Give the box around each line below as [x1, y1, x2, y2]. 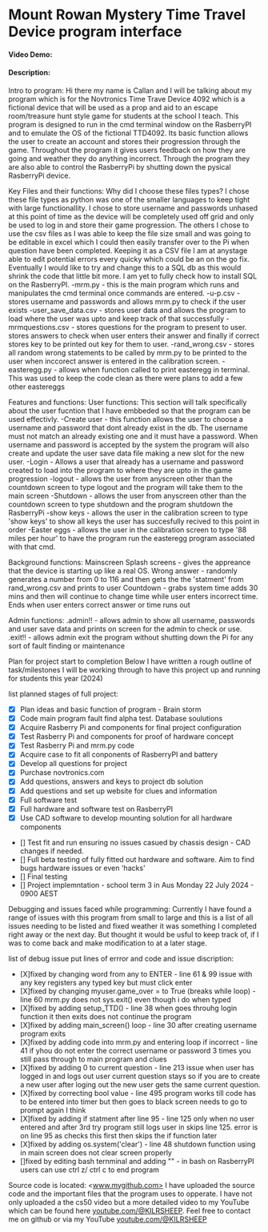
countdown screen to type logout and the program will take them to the [8, 482, 243, 492]
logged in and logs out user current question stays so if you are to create [19, 1071, 261, 1081]
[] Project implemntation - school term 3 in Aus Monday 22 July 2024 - [19, 880, 254, 889]
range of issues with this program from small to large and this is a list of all [8, 913, 254, 922]
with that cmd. [8, 542, 56, 552]
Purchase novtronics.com [19, 768, 105, 777]
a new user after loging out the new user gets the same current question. [19, 1079, 261, 1090]
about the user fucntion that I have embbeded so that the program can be [8, 406, 251, 415]
